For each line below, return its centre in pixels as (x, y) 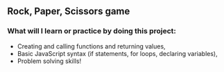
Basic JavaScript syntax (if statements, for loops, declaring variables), (117, 53)
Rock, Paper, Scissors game (69, 11)
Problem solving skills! (49, 61)
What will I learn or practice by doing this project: (92, 31)
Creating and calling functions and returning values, (91, 46)
